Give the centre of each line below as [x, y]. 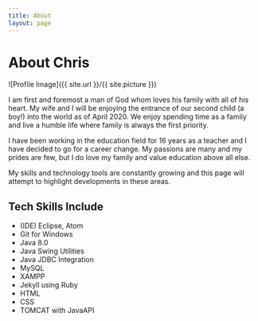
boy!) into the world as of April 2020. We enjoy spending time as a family [127, 117]
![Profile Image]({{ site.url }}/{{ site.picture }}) [82, 84]
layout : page [30, 23]
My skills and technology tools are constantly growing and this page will [126, 173]
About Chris [49, 63]
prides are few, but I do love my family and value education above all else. [129, 158]
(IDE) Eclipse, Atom [51, 226]
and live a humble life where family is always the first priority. [108, 125]
